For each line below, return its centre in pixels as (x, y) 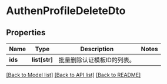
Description (97, 49)
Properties (26, 33)
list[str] (42, 60)
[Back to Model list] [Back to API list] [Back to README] (74, 75)
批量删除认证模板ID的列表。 (97, 60)
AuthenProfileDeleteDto (66, 11)
